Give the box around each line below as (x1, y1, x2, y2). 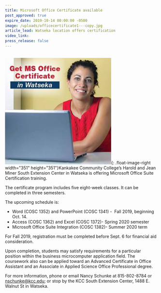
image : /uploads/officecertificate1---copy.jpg (5, 23, 103, 28)
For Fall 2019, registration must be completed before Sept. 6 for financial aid (5, 233, 157, 239)
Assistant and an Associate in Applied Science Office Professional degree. (5, 263, 153, 269)
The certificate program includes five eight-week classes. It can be (5, 184, 139, 190)
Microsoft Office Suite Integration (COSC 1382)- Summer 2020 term (12, 224, 147, 230)
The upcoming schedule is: (5, 199, 59, 205)
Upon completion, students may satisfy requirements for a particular (5, 248, 141, 254)
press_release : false (5, 39, 49, 44)
